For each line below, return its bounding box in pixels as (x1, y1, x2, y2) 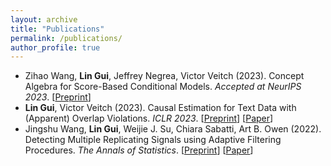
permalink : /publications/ (10, 33, 123, 43)
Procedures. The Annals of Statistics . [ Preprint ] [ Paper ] (24, 144, 254, 156)
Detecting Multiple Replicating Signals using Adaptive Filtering (24, 134, 282, 146)
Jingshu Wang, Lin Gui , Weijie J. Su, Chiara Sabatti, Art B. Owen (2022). (24, 123, 322, 135)
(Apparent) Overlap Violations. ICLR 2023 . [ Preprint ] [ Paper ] (24, 112, 274, 125)
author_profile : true (10, 42, 101, 53)
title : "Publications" (10, 24, 105, 34)
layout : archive (10, 14, 78, 25)
